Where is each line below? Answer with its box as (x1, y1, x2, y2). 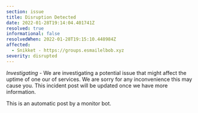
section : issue (6, 8, 44, 15)
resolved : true (6, 25, 44, 32)
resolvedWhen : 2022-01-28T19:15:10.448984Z (6, 36, 117, 42)
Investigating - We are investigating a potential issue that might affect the (6, 69, 187, 76)
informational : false (6, 31, 60, 37)
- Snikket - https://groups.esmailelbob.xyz (11, 48, 124, 54)
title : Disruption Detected (6, 14, 77, 20)
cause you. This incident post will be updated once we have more (6, 81, 168, 89)
